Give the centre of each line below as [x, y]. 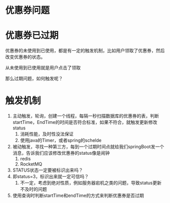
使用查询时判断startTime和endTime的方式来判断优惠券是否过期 [78, 195]
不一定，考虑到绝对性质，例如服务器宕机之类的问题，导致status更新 [91, 183]
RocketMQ [31, 164]
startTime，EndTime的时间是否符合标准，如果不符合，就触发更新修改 [85, 122]
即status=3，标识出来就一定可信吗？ [51, 177]
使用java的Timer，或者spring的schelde [61, 141]
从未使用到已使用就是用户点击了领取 [43, 68]
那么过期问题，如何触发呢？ [34, 79]
